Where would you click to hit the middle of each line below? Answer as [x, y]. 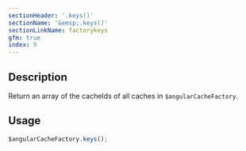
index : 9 [23, 45]
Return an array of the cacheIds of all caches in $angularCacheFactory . [123, 96]
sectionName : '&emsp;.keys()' [58, 23]
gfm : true [25, 38]
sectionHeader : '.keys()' [51, 15]
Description [38, 77]
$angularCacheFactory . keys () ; [58, 139]
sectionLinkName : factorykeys [58, 30]
